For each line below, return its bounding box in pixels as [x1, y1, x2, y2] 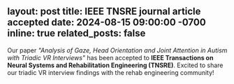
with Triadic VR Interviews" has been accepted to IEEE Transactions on [7, 53, 214, 62]
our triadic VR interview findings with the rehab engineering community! [7, 68, 214, 76]
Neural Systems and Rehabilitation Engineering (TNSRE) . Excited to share [7, 61, 224, 69]
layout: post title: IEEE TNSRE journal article [7, 6, 201, 17]
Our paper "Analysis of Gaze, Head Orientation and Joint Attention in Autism [7, 45, 228, 55]
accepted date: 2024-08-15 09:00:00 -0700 [7, 17, 206, 29]
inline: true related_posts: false [7, 27, 146, 39]
